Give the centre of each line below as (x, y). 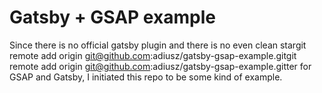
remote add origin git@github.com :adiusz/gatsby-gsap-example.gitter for (160, 66)
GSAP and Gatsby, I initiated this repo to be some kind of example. (146, 77)
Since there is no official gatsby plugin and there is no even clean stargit (158, 45)
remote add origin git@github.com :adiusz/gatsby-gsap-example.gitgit (153, 55)
